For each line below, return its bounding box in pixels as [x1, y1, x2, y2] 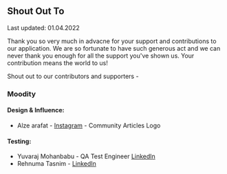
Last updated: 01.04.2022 [7, 23, 80, 32]
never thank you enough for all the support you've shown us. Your [7, 51, 195, 60]
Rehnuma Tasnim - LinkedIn [17, 160, 96, 168]
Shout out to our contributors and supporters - [7, 72, 139, 80]
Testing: [7, 137, 32, 145]
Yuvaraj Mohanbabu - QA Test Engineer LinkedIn [17, 152, 156, 160]
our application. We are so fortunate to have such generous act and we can [7, 44, 221, 52]
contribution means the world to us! [7, 58, 108, 67]
